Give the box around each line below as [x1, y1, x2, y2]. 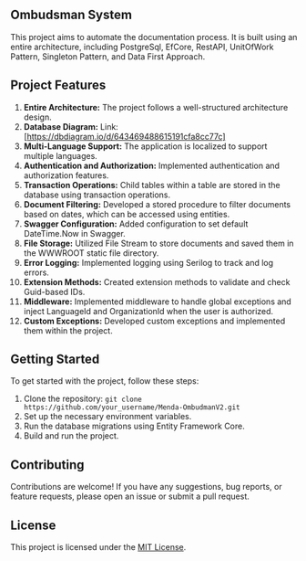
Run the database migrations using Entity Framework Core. [23, 420, 245, 432]
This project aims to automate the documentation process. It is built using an [10, 31, 298, 42]
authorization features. [23, 169, 109, 181]
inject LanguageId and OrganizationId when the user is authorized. [23, 305, 274, 316]
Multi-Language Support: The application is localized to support [23, 141, 268, 152]
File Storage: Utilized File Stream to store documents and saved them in [23, 238, 294, 249]
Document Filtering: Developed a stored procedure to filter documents [23, 198, 291, 209]
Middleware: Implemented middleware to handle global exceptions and [23, 296, 292, 307]
